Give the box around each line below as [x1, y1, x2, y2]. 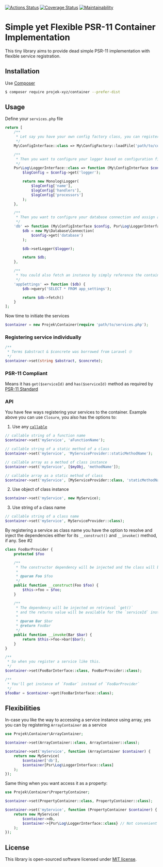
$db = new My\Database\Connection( [22, 228, 95, 233]
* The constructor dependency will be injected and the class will [16, 565, 155, 570]
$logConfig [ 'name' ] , [31, 184, 73, 189]
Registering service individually [5, 333, 81, 340]
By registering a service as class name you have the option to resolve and [5, 527, 153, 533]
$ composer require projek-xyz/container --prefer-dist [5, 89, 120, 94]
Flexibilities [5, 704, 40, 712]
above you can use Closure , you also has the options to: [5, 415, 117, 420]
